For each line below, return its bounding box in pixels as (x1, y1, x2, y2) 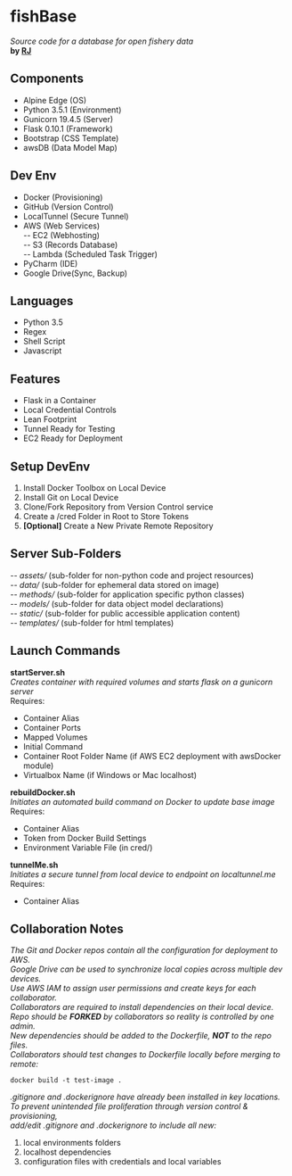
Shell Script (22, 336, 66, 347)
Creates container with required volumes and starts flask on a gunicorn (10, 676, 273, 687)
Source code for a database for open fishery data (10, 36, 194, 46)
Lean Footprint (22, 414, 77, 425)
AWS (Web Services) (22, 220, 101, 231)
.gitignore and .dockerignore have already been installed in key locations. (10, 1091, 281, 1103)
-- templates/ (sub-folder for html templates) (10, 617, 174, 628)
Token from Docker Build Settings (22, 832, 147, 843)
